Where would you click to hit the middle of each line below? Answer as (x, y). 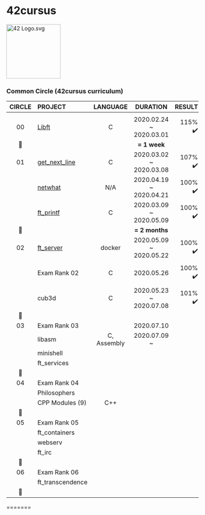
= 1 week (151, 145)
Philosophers (56, 393)
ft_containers (56, 433)
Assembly (111, 343)
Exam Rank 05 (58, 423)
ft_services (53, 363)
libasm (47, 340)
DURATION (151, 107)
